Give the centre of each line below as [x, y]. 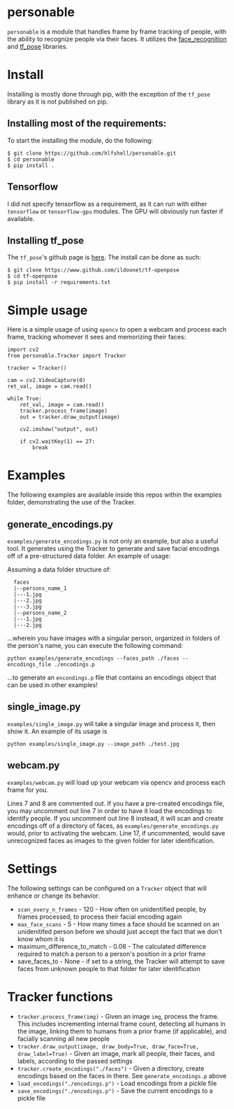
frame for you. [28, 790]
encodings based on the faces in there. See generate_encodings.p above [122, 1075]
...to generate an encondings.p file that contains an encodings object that [112, 677]
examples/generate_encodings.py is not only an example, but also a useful [113, 541]
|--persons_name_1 [41, 588]
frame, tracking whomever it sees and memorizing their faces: [97, 337]
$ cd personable [31, 159]
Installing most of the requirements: [87, 123]
